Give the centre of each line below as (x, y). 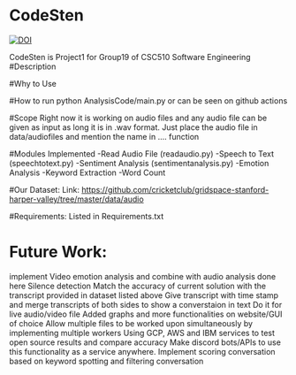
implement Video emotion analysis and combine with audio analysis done (143, 276)
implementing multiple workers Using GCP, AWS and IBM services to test (142, 333)
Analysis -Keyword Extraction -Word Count (87, 172)
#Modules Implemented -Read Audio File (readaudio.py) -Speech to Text (142, 153)
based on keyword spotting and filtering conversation (106, 361)
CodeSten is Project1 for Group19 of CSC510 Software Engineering (130, 57)
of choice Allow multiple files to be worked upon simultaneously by (131, 323)
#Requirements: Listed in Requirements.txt (87, 216)
